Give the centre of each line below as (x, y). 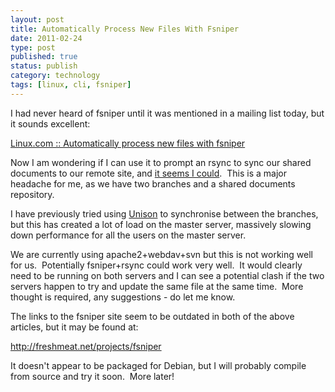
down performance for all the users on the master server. (128, 235)
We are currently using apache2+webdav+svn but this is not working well (161, 254)
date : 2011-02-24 (46, 38)
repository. (32, 194)
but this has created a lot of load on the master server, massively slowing (161, 224)
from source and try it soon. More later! (92, 376)
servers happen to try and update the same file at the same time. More (157, 286)
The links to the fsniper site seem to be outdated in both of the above (152, 316)
